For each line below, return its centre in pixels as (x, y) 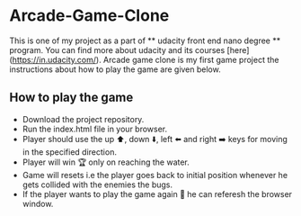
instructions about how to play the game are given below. (115, 69)
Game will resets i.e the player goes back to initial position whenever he (155, 175)
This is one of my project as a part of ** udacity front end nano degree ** (145, 40)
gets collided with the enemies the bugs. (97, 184)
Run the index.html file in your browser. (95, 129)
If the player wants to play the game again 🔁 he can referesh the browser (157, 193)
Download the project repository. (83, 119)
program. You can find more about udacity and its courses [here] (129, 49)
